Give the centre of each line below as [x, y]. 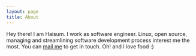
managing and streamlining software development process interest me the [98, 40]
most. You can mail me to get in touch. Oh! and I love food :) [80, 46]
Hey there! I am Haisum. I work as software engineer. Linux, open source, [97, 34]
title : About [22, 17]
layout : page [22, 11]
